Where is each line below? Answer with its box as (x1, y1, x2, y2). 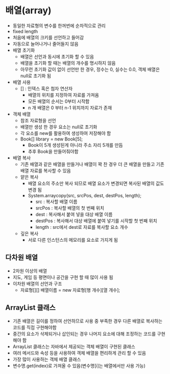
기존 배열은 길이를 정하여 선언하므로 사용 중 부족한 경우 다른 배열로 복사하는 (12, 318, 163, 324)
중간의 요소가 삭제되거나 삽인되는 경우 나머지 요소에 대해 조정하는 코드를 (12, 331, 156, 337)
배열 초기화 (12, 47, 35, 53)
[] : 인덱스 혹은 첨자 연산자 (20, 85, 73, 91)
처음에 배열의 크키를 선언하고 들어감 (12, 34, 84, 40)
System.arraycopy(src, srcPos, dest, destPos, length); (28, 192, 142, 198)
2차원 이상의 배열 (12, 268, 47, 274)
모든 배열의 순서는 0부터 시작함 (28, 98, 90, 104)
